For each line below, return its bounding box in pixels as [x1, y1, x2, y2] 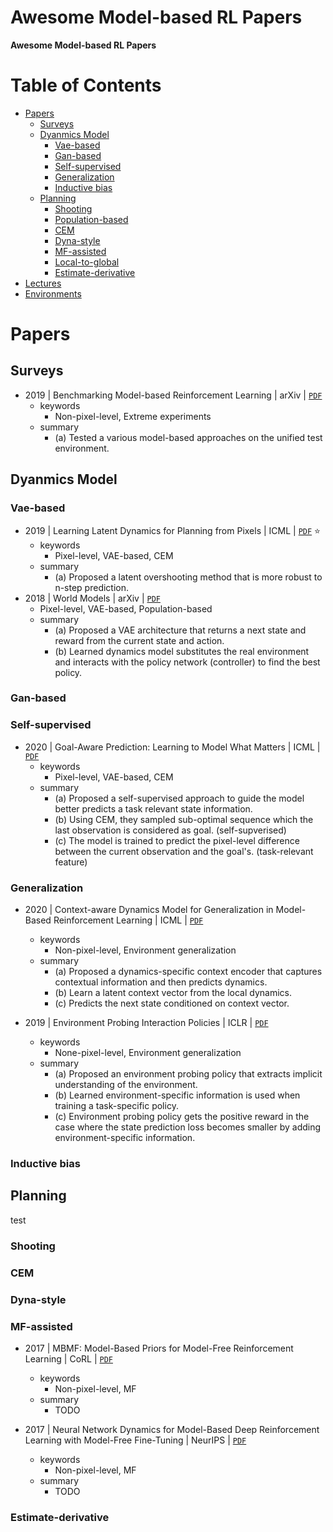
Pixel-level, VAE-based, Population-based [39, 602, 213, 615]
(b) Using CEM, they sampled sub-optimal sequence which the [54, 813, 314, 825]
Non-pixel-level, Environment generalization [54, 944, 237, 956]
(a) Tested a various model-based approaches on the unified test [54, 431, 323, 443]
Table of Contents [10, 74, 162, 97]
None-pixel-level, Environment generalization [54, 1047, 242, 1059]
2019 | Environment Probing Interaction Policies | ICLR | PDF [24, 1017, 269, 1029]
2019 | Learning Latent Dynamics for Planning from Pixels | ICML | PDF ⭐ [24, 524, 321, 536]
